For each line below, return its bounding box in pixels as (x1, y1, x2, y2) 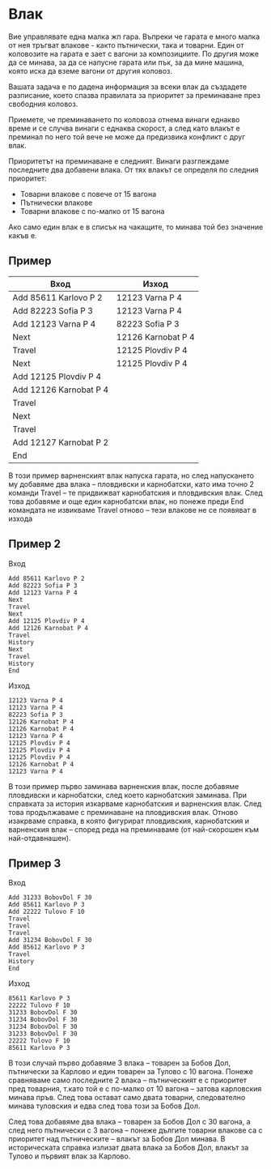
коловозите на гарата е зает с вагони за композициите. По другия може (8, 49, 259, 58)
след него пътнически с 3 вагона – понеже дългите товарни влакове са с (8, 1125, 263, 1135)
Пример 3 (8, 856, 61, 870)
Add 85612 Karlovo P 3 (8, 943, 85, 952)
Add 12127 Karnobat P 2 (12, 437, 109, 448)
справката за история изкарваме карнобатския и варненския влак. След (8, 799, 262, 808)
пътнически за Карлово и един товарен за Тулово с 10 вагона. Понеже (8, 1067, 253, 1077)
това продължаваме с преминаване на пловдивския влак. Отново (8, 807, 239, 817)
